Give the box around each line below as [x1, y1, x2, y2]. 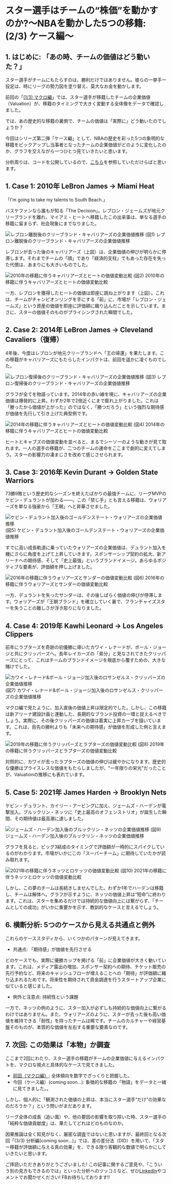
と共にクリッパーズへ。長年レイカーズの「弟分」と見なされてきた [9, 651, 148, 657]
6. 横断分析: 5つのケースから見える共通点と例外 [5, 921, 155, 929]
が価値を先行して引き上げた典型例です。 [5, 410, 91, 417]
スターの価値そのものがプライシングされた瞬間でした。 [18, 309, 136, 315]
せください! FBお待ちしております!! [36, 1174, 110, 1180]
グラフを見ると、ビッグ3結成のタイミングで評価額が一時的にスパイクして [5, 844, 160, 850]
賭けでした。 [5, 663, 32, 670]
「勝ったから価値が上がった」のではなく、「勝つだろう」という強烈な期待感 [5, 404, 165, 410]
